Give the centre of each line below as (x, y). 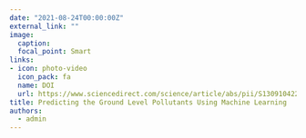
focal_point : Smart (55, 52)
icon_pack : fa (44, 77)
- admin (32, 119)
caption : (34, 43)
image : (22, 34)
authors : (26, 111)
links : (22, 60)
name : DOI (36, 85)
